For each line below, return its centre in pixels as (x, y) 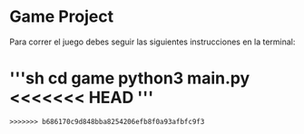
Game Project (62, 17)
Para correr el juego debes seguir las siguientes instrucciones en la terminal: (152, 42)
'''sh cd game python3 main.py (130, 78)
